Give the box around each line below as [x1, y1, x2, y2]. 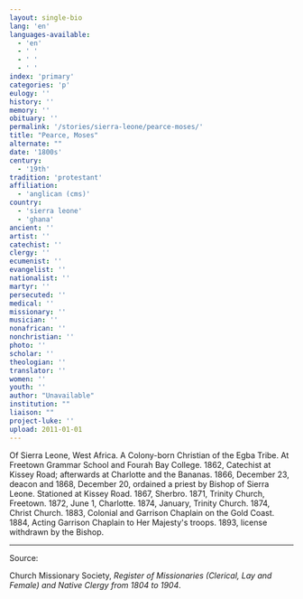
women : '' [9, 374, 47, 384]
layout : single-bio [9, 13, 83, 23]
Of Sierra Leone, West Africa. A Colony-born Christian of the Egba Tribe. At [9, 449, 289, 461]
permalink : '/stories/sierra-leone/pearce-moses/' [9, 123, 204, 132]
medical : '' [9, 299, 54, 308]
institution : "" [9, 399, 70, 409]
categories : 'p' [9, 80, 70, 89]
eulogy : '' [9, 89, 50, 98]
